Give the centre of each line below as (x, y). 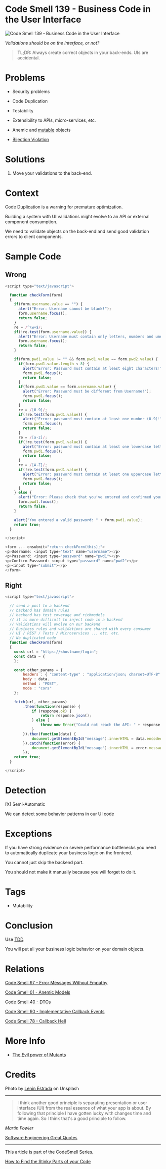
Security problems (31, 91)
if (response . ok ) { (51, 711)
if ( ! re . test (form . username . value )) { (53, 332)
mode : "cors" (37, 688)
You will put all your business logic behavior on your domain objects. (75, 949)
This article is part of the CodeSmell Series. (49, 1152)
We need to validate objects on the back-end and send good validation (77, 231)
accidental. (28, 57)
